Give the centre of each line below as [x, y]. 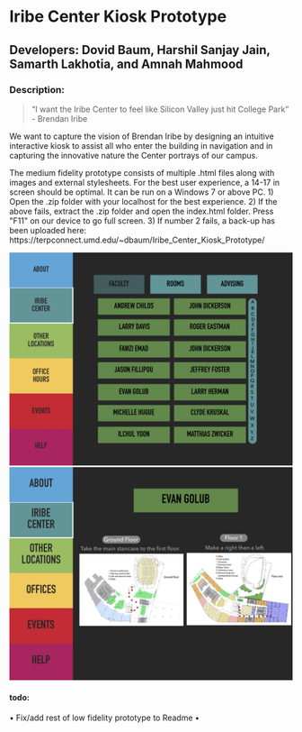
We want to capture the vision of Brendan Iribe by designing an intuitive [142, 136]
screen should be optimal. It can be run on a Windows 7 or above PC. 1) [142, 192]
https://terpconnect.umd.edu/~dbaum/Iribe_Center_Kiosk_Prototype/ [137, 240]
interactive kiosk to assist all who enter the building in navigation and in [141, 145]
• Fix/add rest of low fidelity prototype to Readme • [105, 718]
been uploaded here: [48, 230]
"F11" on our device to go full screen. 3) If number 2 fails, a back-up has [142, 220]
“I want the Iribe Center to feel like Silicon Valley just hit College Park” [160, 109]
